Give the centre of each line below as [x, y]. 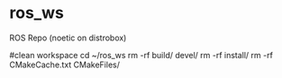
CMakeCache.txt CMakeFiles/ [64, 65]
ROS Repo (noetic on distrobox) [68, 38]
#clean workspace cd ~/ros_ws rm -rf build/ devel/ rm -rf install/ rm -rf [141, 55]
